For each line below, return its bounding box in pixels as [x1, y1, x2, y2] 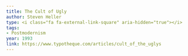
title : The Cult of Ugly [6, 8, 67, 15]
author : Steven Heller [6, 14, 62, 20]
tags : [6, 24, 19, 31]
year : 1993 [6, 36, 33, 41]
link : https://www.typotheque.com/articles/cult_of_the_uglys [6, 41, 162, 47]
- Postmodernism [6, 30, 46, 36]
